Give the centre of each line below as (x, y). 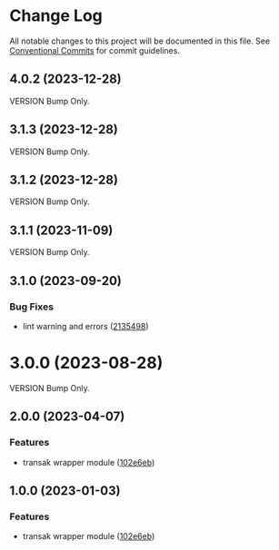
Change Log (56, 16)
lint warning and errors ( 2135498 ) (85, 326)
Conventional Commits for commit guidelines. (95, 50)
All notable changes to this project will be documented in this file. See (140, 41)
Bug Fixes (32, 307)
